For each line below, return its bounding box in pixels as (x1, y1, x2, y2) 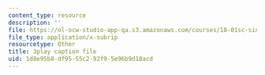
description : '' (8, 19, 62, 27)
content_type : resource (8, 11, 87, 20)
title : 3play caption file (8, 48, 97, 55)
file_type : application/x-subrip (8, 33, 118, 41)
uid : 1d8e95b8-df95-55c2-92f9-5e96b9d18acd (8, 55, 154, 63)
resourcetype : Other (8, 41, 77, 48)
